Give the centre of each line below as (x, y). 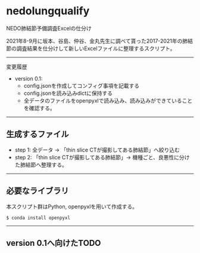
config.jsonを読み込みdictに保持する (68, 93)
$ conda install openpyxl (38, 218)
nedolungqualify (48, 11)
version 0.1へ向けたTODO (54, 243)
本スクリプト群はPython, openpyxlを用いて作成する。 (72, 206)
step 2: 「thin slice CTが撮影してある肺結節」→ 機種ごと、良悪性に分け (102, 157)
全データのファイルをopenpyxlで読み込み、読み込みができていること (108, 100)
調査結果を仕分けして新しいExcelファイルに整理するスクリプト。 (96, 48)
